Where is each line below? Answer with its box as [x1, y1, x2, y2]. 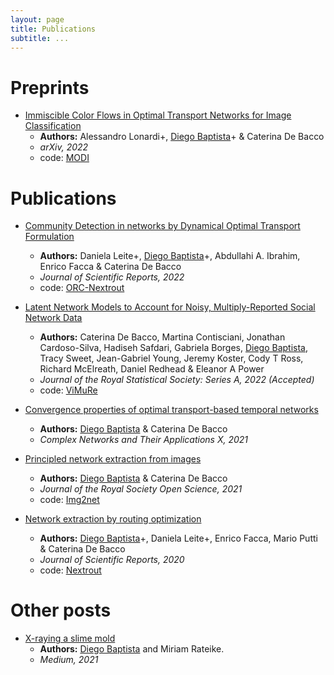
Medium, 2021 [39, 654, 99, 666]
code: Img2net [39, 494, 100, 506]
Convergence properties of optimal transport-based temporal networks [24, 404, 319, 416]
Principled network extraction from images [24, 453, 202, 465]
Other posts [10, 599, 112, 622]
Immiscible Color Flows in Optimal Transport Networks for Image [24, 109, 292, 121]
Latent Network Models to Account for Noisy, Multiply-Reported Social [24, 301, 316, 313]
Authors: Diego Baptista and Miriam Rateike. [39, 643, 225, 655]
